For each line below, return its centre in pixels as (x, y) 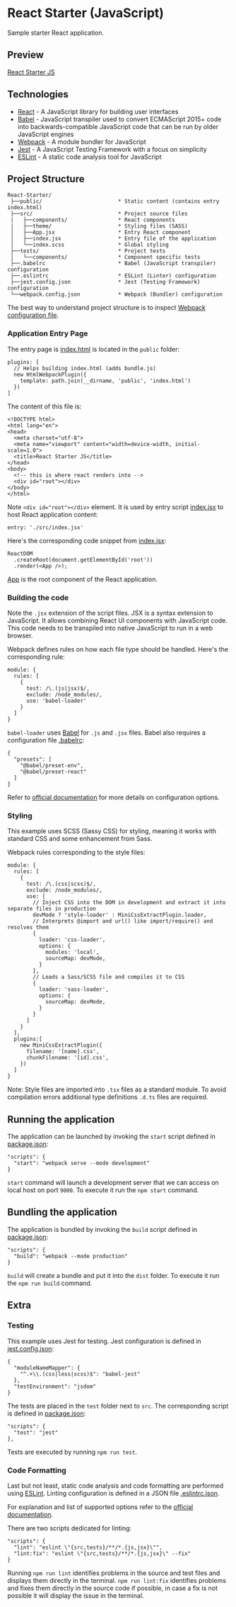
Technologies (38, 95)
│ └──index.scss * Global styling (90, 245)
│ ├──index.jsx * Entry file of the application (113, 239)
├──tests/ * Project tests (88, 251)
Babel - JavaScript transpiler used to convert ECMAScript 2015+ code (119, 119)
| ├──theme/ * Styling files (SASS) (99, 226)
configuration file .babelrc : (46, 740)
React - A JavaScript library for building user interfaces (98, 111)
